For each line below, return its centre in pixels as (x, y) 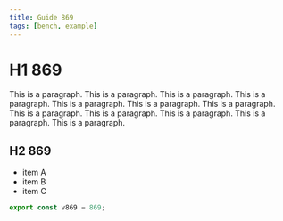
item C (34, 192)
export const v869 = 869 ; (57, 208)
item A (34, 172)
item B (34, 182)
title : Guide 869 (42, 17)
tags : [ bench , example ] (54, 26)
